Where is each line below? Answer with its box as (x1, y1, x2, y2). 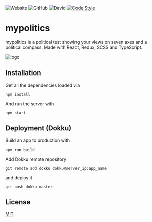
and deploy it (5, 174, 33, 181)
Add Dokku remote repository (5, 156, 67, 162)
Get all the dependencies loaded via (5, 82, 80, 88)
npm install (5, 92, 30, 97)
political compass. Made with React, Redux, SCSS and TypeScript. (5, 44, 143, 50)
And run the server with (5, 101, 54, 107)
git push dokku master (5, 184, 53, 189)
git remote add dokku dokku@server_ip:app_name (5, 166, 107, 171)
